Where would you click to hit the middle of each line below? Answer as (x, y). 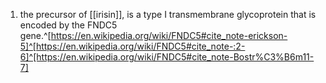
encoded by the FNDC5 (68, 25)
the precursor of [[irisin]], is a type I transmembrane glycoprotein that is (168, 14)
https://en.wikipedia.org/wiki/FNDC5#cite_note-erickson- (169, 35)
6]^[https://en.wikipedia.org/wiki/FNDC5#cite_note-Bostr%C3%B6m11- (167, 57)
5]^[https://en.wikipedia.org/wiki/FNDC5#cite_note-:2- (132, 46)
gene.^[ (35, 35)
